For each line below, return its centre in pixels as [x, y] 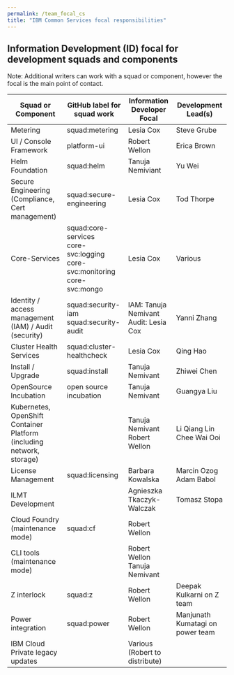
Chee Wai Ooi [198, 437]
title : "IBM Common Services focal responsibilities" [87, 20]
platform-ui [86, 146]
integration [29, 628]
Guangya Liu [196, 391]
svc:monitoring [91, 272]
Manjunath [193, 615]
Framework [29, 150]
